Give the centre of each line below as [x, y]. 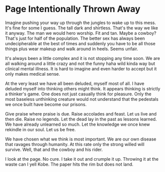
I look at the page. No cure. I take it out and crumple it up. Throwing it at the [82, 159]
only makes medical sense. [33, 74]
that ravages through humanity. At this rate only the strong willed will [75, 144]
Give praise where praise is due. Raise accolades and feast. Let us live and [81, 114]
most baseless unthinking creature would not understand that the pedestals [82, 99]
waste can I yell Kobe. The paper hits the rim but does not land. [69, 164]
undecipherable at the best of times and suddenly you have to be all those [80, 43]
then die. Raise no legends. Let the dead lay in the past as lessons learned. [81, 119]
